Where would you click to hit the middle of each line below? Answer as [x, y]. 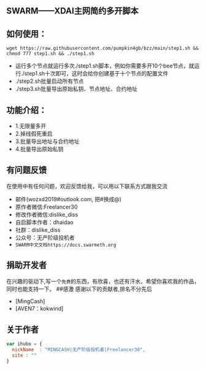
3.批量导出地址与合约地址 [47, 141]
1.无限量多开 [31, 126]
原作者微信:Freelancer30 [46, 207]
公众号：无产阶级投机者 [45, 237]
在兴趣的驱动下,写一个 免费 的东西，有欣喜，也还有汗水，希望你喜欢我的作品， [103, 281]
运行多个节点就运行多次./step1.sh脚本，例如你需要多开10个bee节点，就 [105, 66]
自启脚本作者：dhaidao [44, 222]
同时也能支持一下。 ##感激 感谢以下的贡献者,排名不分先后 [79, 289]
